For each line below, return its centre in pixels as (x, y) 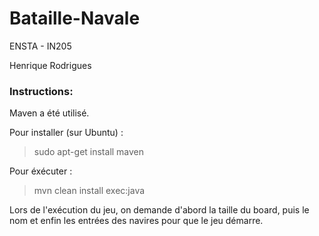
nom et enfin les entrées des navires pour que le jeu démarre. (136, 221)
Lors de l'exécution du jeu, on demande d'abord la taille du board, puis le (159, 210)
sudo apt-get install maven (89, 152)
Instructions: (41, 91)
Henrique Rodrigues (50, 65)
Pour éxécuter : (41, 171)
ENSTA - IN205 (40, 46)
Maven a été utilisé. (49, 113)
